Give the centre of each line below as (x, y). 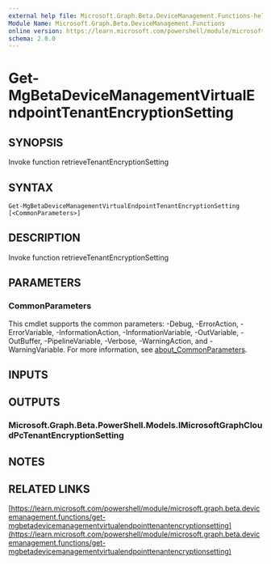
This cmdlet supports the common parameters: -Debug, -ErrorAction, (124, 324)
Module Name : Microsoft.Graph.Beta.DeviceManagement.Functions (117, 23)
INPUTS (28, 374)
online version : (35, 31)
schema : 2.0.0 (32, 38)
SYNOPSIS (36, 142)
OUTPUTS (34, 403)
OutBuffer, (25, 341)
